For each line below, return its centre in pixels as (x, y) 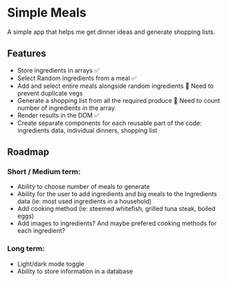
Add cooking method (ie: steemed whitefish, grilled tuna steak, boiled (116, 209)
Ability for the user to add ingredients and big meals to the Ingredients (117, 194)
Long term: (26, 249)
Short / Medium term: (44, 172)
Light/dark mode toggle (51, 263)
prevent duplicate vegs (50, 93)
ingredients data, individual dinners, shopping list (87, 130)
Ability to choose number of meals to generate (83, 187)
